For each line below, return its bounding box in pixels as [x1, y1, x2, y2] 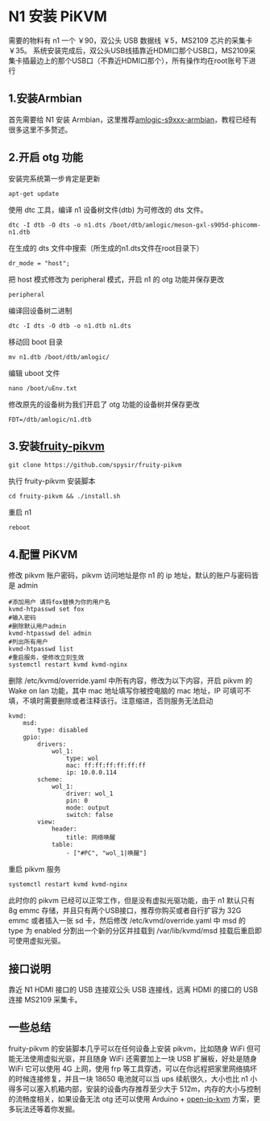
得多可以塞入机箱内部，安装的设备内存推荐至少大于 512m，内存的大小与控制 [8, 1084, 261, 1094]
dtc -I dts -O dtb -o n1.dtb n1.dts [8, 322, 131, 330]
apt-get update [8, 190, 60, 198]
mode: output [65, 804, 110, 812]
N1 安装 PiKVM [8, 7, 107, 26]
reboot [8, 523, 31, 532]
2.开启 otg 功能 [8, 151, 83, 165]
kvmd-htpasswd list [8, 645, 74, 653]
